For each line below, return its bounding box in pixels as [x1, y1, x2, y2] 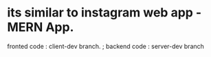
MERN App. [7, 19, 74, 35]
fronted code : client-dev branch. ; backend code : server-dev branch [7, 42, 205, 50]
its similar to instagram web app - [7, 5, 202, 21]
